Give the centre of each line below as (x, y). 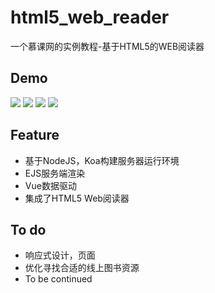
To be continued (58, 279)
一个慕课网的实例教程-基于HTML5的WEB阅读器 (107, 46)
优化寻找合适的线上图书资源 (82, 268)
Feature (35, 135)
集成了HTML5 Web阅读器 (77, 198)
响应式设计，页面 (60, 255)
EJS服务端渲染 (55, 173)
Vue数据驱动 (50, 185)
